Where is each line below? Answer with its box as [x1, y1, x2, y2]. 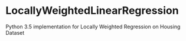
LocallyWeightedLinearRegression [5, 4, 179, 17]
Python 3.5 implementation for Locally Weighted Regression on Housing [5, 23, 181, 30]
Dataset [5, 29, 25, 36]
